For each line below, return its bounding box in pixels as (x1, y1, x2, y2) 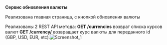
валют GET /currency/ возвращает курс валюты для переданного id (5, 29, 151, 34)
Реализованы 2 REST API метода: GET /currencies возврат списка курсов (5, 23, 163, 29)
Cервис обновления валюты (5, 4, 68, 10)
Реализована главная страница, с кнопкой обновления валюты (5, 14, 141, 19)
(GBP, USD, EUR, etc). (5, 34, 50, 40)
